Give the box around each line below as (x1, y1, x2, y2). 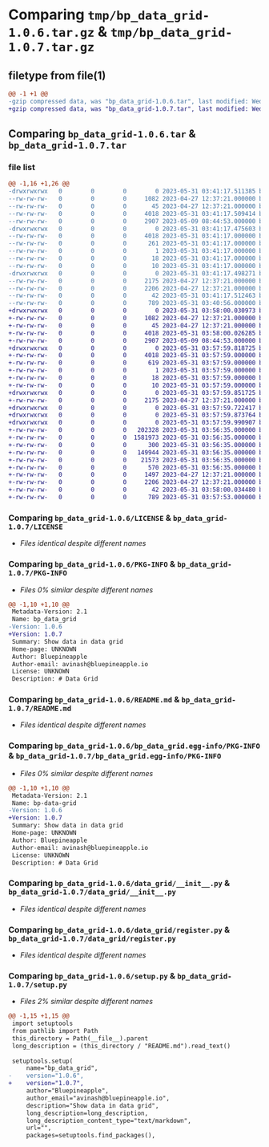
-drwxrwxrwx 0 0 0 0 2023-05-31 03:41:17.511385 (8, 187, 256, 196)
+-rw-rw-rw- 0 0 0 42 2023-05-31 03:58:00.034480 (8, 486, 256, 494)
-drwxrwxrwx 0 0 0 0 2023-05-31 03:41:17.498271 (8, 269, 256, 278)
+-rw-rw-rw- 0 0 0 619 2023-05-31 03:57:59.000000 (8, 359, 256, 367)
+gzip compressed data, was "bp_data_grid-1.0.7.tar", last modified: (8, 104, 249, 113)
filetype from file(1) (8, 68, 106, 82)
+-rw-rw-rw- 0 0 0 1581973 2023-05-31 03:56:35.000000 (8, 433, 256, 442)
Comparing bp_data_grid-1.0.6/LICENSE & (8, 512, 172, 523)
